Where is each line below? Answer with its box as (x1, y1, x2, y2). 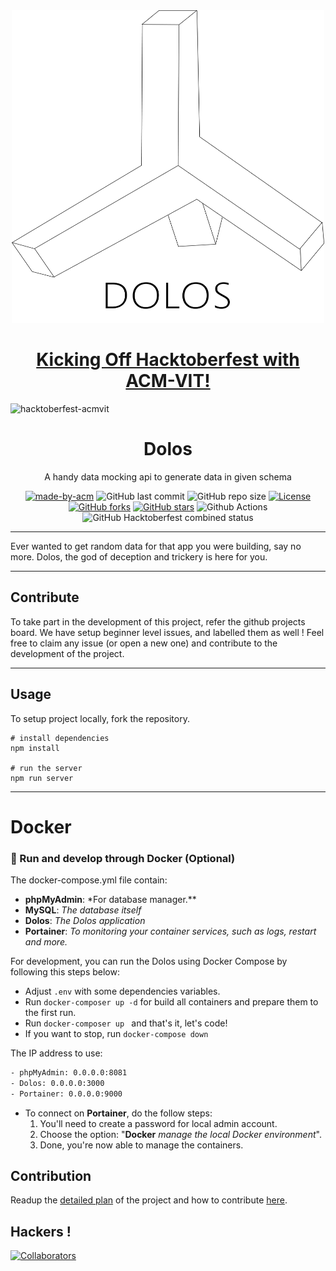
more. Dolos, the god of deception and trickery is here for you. (10, 550, 268, 563)
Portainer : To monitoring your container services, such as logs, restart (24, 925, 317, 937)
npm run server (10, 773, 74, 783)
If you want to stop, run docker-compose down (24, 1027, 209, 1039)
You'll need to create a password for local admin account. (39, 1117, 278, 1129)
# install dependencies (10, 733, 110, 743)
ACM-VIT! (125, 370, 211, 393)
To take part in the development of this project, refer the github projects (10, 615, 306, 628)
